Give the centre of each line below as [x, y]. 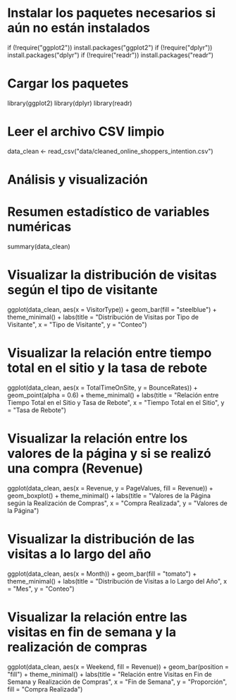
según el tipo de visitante [83, 290]
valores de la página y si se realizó [109, 454]
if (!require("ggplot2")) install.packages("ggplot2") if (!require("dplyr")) [110, 47]
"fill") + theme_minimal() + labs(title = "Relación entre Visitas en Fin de [110, 674]
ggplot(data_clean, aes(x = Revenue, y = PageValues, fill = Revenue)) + [110, 488]
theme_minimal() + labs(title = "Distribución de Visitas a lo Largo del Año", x [117, 581]
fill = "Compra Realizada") [45, 689]
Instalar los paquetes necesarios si [112, 13]
